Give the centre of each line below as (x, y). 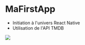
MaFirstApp (30, 9)
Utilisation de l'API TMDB (38, 28)
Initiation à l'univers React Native (46, 23)
